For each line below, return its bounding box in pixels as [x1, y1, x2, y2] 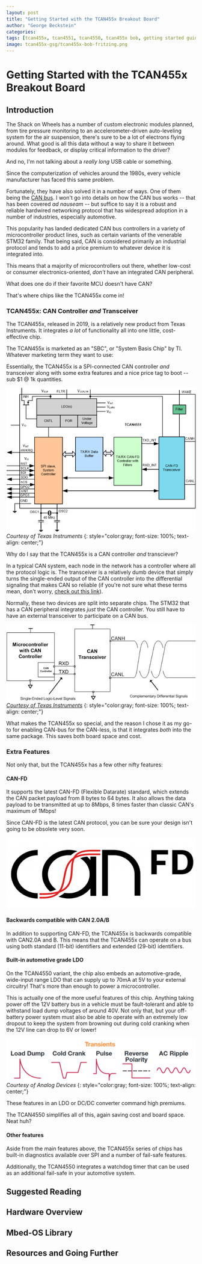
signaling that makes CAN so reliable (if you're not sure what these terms [6, 581, 188, 589]
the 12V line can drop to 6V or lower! [6, 1026, 97, 1033]
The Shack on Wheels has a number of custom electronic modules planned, [6, 121, 194, 128]
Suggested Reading [6, 1186, 82, 1197]
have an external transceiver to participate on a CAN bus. [6, 612, 148, 620]
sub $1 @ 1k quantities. [6, 376, 63, 383]
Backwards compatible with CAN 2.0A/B [6, 916, 110, 923]
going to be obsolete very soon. [6, 825, 85, 833]
